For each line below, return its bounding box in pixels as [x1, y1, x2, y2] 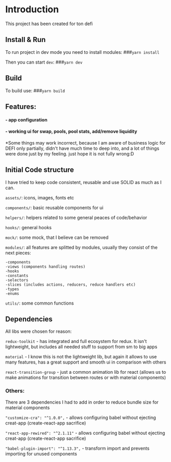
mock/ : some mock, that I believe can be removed [5, 234, 109, 240]
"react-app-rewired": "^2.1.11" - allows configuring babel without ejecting [5, 430, 165, 436]
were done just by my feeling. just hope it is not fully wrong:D [5, 150, 134, 157]
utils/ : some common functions [5, 300, 74, 306]
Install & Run [5, 35, 46, 44]
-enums [5, 291, 19, 296]
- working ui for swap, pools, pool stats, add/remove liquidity [5, 128, 137, 134]
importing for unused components [5, 450, 78, 457]
